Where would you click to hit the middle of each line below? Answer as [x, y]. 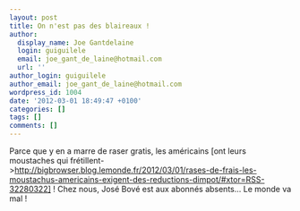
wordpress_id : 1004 [46, 92]
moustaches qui [39, 160]
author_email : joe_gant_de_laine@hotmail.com [95, 84]
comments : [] [34, 126]
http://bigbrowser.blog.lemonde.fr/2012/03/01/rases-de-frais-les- [136, 170]
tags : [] [26, 117]
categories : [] [38, 109]
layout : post [34, 17]
